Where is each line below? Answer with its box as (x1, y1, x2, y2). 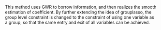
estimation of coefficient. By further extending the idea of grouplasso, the (5, 9, 152, 15)
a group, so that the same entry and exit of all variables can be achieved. (5, 19, 150, 25)
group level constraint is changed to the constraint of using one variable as (5, 15, 154, 20)
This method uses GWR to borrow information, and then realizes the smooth (5, 4, 157, 10)
